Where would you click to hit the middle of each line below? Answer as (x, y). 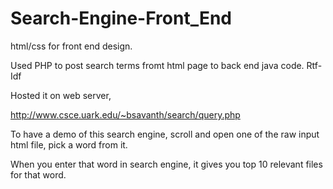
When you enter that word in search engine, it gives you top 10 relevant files (166, 164)
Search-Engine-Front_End (121, 18)
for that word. (38, 174)
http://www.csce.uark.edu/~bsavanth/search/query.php (125, 114)
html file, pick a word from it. (69, 144)
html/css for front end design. (71, 46)
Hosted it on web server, (61, 95)
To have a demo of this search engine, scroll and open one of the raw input (165, 134)
